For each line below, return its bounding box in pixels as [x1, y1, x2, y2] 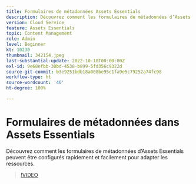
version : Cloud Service [6, 19, 65, 25]
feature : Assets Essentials [6, 25, 75, 31]
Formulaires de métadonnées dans [6, 116, 180, 129]
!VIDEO [20, 171, 38, 178]
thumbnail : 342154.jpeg [6, 52, 65, 58]
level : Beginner [6, 42, 46, 48]
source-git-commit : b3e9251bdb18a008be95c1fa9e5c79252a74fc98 [6, 69, 162, 75]
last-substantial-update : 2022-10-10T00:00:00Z [6, 58, 125, 63]
